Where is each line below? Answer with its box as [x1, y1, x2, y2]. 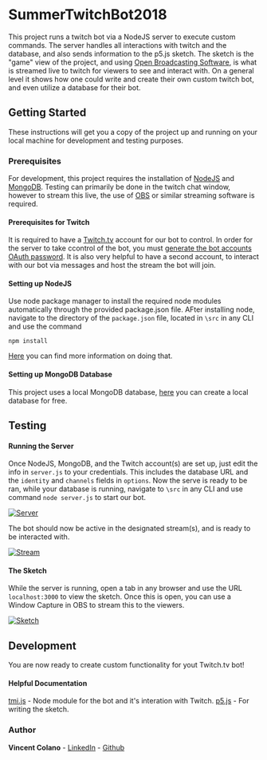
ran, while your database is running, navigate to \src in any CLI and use [8, 484, 243, 494]
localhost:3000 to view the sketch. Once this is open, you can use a [8, 592, 231, 601]
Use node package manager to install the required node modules [8, 297, 222, 306]
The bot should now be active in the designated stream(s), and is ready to [8, 524, 251, 534]
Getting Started [8, 106, 87, 120]
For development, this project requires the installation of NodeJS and [8, 174, 235, 183]
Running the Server [8, 441, 74, 451]
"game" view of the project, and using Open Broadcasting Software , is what [8, 57, 257, 67]
